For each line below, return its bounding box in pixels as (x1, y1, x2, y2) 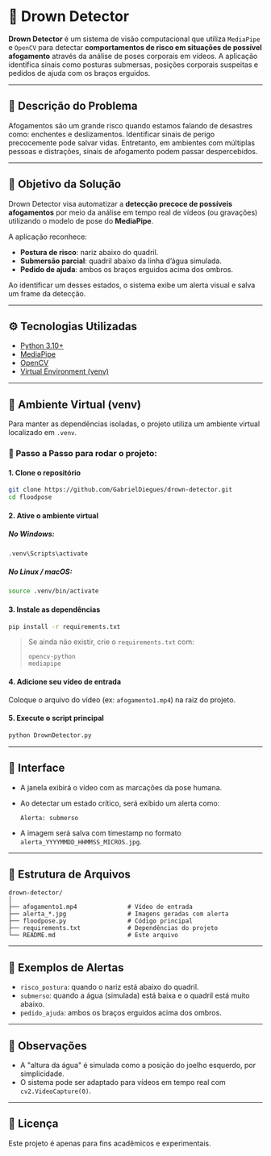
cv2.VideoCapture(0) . (19, 1086, 91, 1095)
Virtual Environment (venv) (19, 366, 109, 376)
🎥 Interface (8, 761, 65, 775)
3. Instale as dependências (8, 605, 101, 614)
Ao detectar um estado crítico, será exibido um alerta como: (19, 798, 220, 808)
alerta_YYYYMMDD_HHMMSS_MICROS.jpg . (19, 836, 143, 846)
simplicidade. (19, 1069, 65, 1079)
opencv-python (27, 653, 76, 661)
